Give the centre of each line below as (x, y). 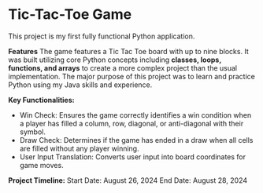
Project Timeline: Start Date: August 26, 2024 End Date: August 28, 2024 (128, 180)
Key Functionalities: (41, 100)
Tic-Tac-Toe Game (70, 15)
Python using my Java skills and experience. (80, 85)
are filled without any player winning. (79, 148)
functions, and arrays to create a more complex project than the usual (123, 67)
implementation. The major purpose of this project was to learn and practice (132, 76)
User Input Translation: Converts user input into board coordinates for (133, 157)
